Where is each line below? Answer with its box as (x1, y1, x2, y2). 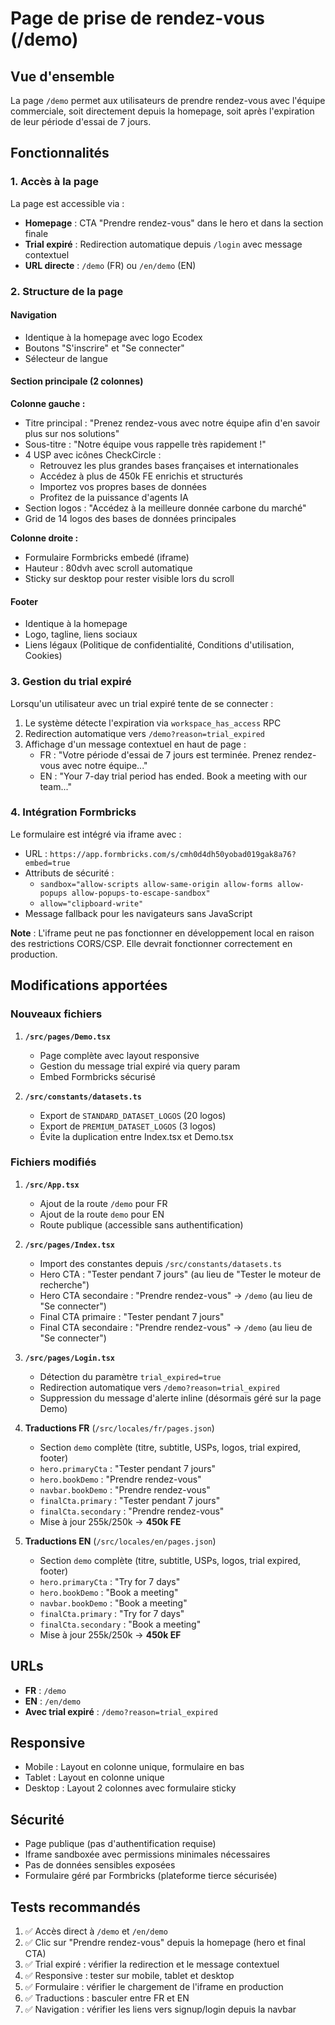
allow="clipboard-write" (39, 898, 144, 909)
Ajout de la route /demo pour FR (39, 1197, 168, 1209)
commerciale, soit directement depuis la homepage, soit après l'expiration (10, 105, 315, 117)
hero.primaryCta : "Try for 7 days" (39, 1575, 181, 1587)
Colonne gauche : (10, 398, 86, 410)
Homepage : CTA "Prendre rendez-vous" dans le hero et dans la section (24, 217, 324, 229)
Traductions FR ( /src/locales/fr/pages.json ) (24, 1422, 215, 1434)
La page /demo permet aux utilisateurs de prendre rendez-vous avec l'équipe (10, 95, 326, 106)
